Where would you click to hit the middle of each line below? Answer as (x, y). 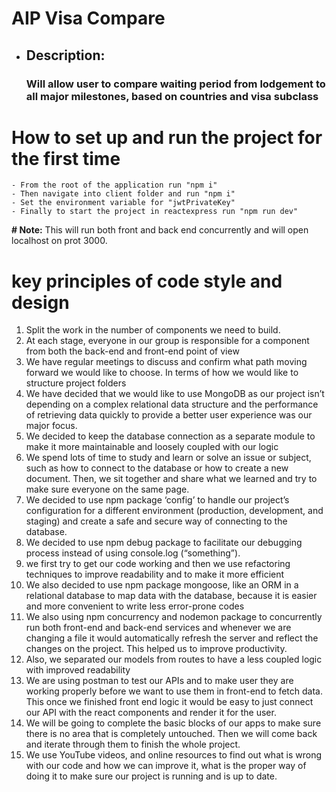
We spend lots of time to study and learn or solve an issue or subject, (168, 458)
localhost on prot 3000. (59, 241)
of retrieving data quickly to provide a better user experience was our (169, 415)
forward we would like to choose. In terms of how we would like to (162, 373)
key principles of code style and (147, 281)
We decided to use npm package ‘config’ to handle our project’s (157, 500)
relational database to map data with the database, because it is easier (171, 596)
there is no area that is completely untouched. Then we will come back (171, 734)
